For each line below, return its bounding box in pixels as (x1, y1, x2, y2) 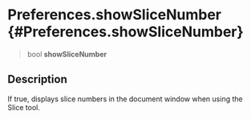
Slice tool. (7, 102, 41, 112)
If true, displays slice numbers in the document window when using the (7, 94, 243, 104)
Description (7, 72, 67, 86)
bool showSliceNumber (26, 49, 107, 59)
